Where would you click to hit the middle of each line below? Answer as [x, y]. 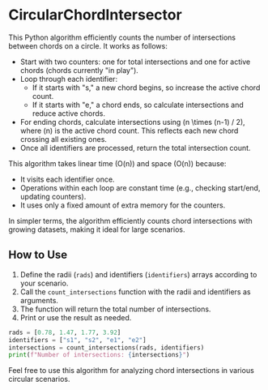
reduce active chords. [68, 113]
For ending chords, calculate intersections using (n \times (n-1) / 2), [132, 122]
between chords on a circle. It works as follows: [88, 45]
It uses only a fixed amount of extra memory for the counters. [123, 205]
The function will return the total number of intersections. [115, 309]
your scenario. [44, 283]
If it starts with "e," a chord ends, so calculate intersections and [138, 105]
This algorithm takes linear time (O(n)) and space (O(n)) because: [117, 163]
